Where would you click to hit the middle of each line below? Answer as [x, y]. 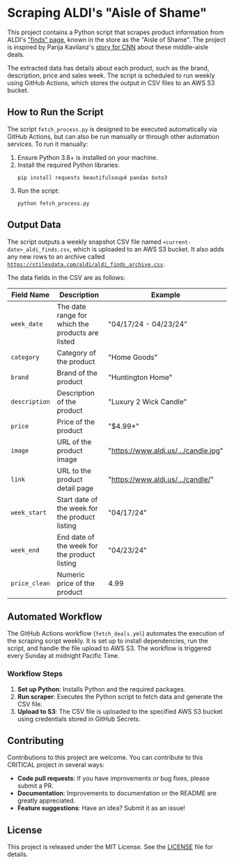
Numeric [71, 574]
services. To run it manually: [48, 144]
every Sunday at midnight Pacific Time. [63, 656]
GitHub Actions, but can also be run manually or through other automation [113, 136]
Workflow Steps [35, 674]
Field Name [31, 295]
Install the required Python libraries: [68, 165]
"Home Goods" [133, 357]
